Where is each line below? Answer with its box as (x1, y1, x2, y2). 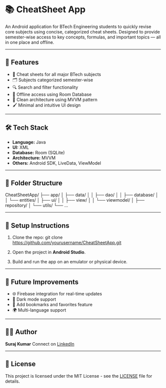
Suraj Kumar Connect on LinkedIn (5, 341, 75, 347)
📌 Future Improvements (5, 278, 79, 286)
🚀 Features (5, 58, 39, 67)
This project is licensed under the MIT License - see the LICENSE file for (5, 373, 152, 379)
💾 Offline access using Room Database (12, 91, 92, 97)
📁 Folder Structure (5, 178, 63, 187)
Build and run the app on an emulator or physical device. (12, 259, 127, 265)
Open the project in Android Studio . (12, 249, 86, 255)
